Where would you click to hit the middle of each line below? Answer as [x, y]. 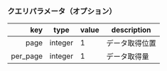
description [131, 30]
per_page [27, 56]
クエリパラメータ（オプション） [62, 11]
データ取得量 [128, 57]
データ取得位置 [131, 43]
